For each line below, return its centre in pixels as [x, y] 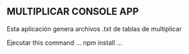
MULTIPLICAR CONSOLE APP [73, 12]
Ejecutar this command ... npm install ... [65, 43]
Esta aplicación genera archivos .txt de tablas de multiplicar [94, 28]
